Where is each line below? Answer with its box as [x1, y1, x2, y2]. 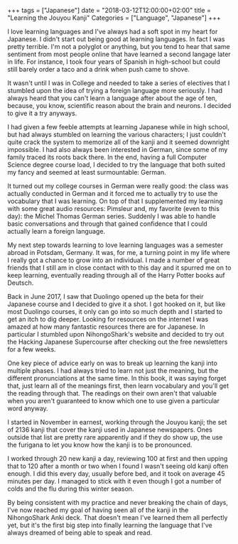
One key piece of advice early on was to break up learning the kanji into [7, 359, 218, 367]
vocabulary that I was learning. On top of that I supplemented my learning [7, 197, 223, 205]
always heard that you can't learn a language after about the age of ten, [7, 94, 217, 102]
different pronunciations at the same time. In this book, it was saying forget [7, 374, 227, 382]
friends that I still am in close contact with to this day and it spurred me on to [7, 263, 232, 272]
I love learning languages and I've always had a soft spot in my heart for [7, 28, 218, 36]
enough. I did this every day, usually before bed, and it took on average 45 [7, 469, 225, 478]
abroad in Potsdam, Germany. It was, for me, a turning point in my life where [7, 249, 231, 256]
